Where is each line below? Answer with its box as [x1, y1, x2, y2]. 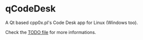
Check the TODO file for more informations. [5, 29, 96, 35]
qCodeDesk [5, 3, 56, 14]
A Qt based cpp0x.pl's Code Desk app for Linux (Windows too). [5, 19, 138, 25]
